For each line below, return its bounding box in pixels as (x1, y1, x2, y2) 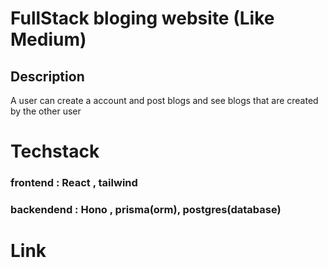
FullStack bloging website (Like (10, 7, 275, 30)
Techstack (10, 140, 100, 163)
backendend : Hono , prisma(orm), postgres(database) (10, 203, 282, 217)
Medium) (10, 28, 87, 51)
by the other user (10, 105, 82, 117)
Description (10, 68, 85, 85)
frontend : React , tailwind (10, 176, 138, 190)
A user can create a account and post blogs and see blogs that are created (10, 95, 319, 106)
